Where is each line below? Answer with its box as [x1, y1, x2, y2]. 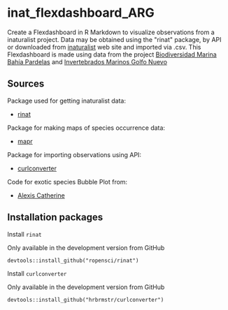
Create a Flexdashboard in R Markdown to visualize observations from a [7, 28, 215, 36]
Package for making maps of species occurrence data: [7, 124, 166, 132]
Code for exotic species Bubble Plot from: [7, 177, 128, 186]
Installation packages [7, 212, 104, 223]
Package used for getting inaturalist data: [7, 96, 127, 105]
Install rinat [7, 230, 42, 238]
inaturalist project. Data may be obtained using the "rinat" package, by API [7, 35, 222, 43]
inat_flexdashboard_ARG [7, 5, 155, 21]
